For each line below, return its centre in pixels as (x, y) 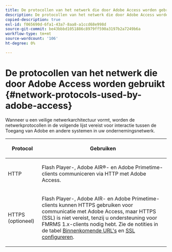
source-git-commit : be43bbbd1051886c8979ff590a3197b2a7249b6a (73, 29)
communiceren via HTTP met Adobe (102, 173)
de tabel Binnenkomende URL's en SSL (89, 231)
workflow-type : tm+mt (28, 34)
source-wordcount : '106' (32, 39)
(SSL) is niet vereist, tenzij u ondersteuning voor (100, 218)
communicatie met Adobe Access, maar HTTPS (99, 211)
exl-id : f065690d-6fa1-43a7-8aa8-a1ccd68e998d (56, 24)
